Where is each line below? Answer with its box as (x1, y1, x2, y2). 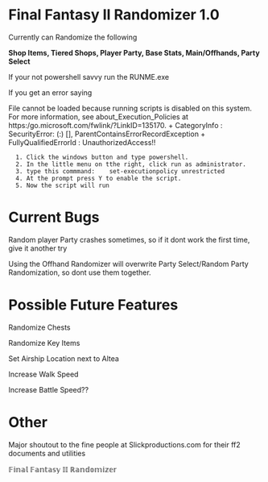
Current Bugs (8, 208, 100, 226)
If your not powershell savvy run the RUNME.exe (8, 72, 170, 81)
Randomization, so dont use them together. (8, 268, 151, 277)
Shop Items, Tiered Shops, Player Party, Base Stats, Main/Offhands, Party (8, 48, 260, 57)
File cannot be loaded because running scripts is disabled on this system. (8, 103, 252, 113)
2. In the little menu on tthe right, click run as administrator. (15, 160, 247, 168)
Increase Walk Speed (8, 369, 79, 379)
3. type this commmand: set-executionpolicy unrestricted (15, 167, 225, 175)
